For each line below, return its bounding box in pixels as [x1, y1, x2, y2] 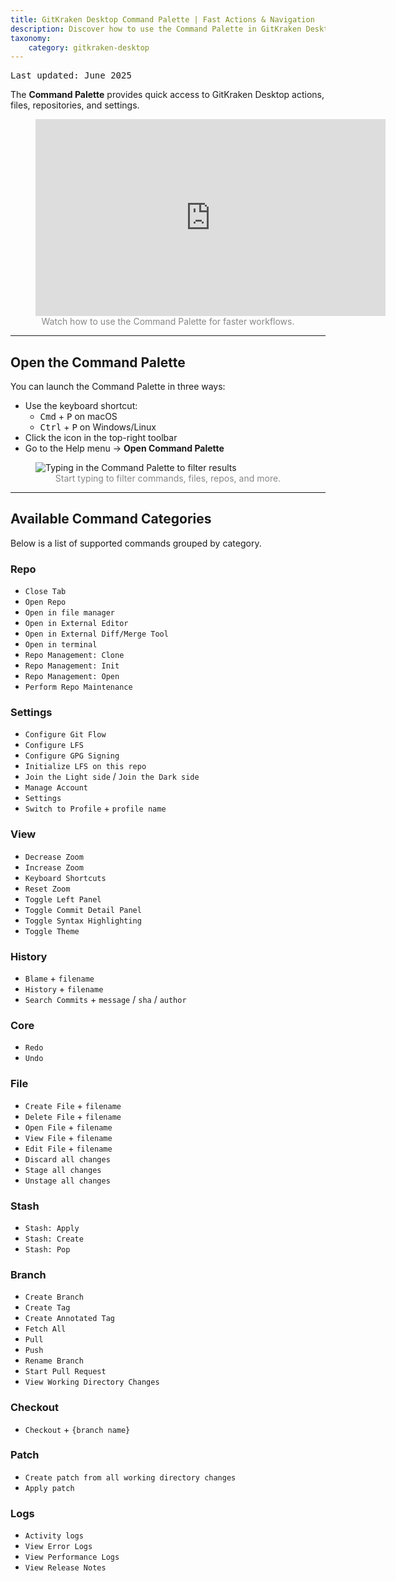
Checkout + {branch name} [24, 1423, 131, 1435]
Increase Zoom [24, 862, 84, 873]
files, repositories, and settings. [10, 99, 140, 111]
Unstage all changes [24, 1176, 111, 1186]
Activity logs [24, 1531, 84, 1541]
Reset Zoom [24, 884, 71, 894]
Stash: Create [24, 1234, 84, 1244]
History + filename [24, 983, 104, 995]
